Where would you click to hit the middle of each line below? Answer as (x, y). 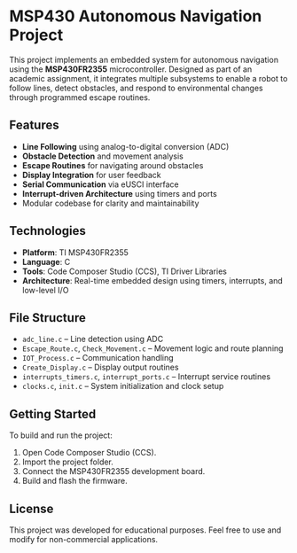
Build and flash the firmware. (75, 481)
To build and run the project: (61, 435)
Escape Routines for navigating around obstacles (113, 165)
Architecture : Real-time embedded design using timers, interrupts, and (152, 280)
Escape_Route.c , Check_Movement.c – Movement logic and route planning (152, 348)
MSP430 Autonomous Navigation (136, 16)
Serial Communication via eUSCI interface (100, 184)
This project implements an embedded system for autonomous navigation (144, 59)
